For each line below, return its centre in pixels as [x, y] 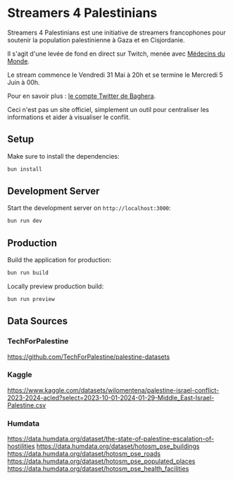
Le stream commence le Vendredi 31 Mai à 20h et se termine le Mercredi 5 [115, 75]
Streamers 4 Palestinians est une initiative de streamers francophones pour [117, 32]
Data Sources [38, 321]
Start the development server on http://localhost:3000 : [89, 208]
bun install [25, 169]
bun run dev [25, 221]
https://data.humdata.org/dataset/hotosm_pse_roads [84, 454]
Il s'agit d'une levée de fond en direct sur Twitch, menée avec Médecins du [116, 54]
